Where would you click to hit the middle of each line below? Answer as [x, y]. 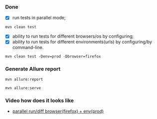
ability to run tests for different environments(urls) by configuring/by [82, 42]
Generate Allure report [33, 69]
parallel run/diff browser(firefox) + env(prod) [58, 111]
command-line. [28, 48]
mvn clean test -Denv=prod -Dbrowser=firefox [53, 57]
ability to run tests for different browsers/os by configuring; [73, 36]
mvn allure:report [24, 79]
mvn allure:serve [23, 88]
